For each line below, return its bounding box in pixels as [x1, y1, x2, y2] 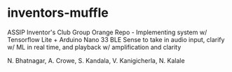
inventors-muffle [7, 5, 109, 21]
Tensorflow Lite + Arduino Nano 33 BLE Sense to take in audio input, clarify [7, 35, 225, 43]
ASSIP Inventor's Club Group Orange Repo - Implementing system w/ [7, 28, 207, 36]
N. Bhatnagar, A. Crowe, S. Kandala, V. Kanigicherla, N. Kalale [7, 56, 185, 64]
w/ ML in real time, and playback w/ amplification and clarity [7, 43, 182, 51]
